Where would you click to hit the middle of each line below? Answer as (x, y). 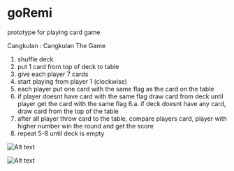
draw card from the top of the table (68, 111)
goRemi (30, 13)
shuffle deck (35, 59)
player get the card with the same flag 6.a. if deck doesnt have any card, (122, 103)
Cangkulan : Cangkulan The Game (57, 45)
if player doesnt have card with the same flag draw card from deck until (120, 96)
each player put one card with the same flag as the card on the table (116, 89)
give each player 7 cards (53, 74)
